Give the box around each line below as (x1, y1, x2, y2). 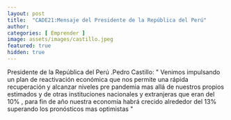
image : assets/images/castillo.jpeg (7, 36, 113, 43)
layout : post (7, 10, 45, 17)
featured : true (7, 42, 51, 49)
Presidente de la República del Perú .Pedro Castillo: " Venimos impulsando (7, 67, 221, 76)
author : (7, 23, 30, 30)
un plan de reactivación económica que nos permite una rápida (7, 75, 189, 83)
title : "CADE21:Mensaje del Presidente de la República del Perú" (7, 17, 207, 24)
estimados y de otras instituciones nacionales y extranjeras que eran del (7, 89, 215, 98)
